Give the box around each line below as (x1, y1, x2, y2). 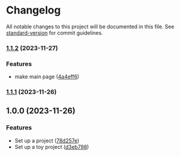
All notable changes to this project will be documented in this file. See (6, 23, 175, 30)
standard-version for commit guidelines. (6, 29, 103, 36)
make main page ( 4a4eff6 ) (14, 73, 80, 80)
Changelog (6, 4, 61, 17)
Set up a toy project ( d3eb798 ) (14, 143, 89, 150)
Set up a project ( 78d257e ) (14, 137, 80, 144)
